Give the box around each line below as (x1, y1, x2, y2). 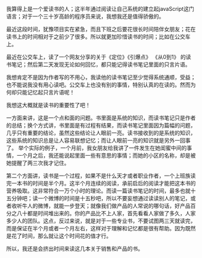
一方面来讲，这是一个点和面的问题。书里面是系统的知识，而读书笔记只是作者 (6, 114, 196, 121)
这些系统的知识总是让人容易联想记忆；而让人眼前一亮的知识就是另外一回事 (6, 137, 191, 144)
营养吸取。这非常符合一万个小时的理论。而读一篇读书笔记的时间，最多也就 (6, 187, 191, 194)
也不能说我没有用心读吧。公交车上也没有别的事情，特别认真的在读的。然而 (6, 81, 191, 88)
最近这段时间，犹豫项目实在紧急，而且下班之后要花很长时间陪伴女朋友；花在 (6, 26, 196, 32)
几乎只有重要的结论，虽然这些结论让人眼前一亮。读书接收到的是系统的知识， (6, 129, 196, 137)
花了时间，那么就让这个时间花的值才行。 (11, 232, 112, 239)
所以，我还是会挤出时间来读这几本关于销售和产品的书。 (6, 245, 143, 252)
